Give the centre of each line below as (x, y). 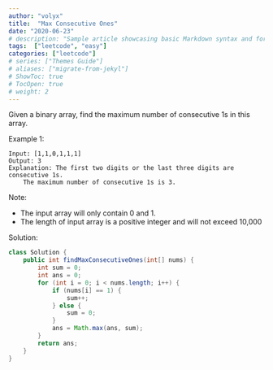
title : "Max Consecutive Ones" (63, 24)
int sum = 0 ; (60, 268)
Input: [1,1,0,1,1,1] (45, 154)
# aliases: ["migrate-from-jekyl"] (69, 69)
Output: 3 (25, 161)
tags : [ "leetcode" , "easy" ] (58, 46)
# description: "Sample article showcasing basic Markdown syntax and (130, 39)
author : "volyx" (36, 16)
